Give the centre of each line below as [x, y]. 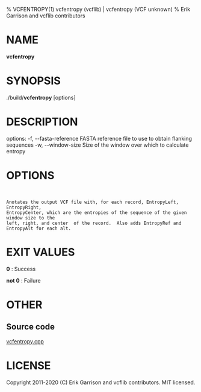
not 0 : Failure [23, 280]
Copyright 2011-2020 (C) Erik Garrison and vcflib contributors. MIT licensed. [101, 382]
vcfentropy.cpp [25, 341]
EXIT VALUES [41, 252]
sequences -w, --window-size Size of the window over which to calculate [97, 145]
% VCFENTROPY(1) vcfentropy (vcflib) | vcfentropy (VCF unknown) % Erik [98, 9]
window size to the [31, 218]
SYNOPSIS [34, 81]
